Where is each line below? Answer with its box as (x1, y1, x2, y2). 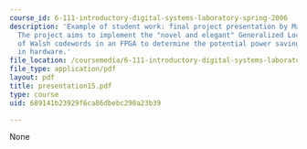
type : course (9, 90, 59, 99)
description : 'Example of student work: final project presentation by (9, 22, 288, 31)
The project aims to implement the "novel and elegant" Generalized (17, 30, 284, 39)
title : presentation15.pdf (9, 81, 112, 90)
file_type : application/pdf (9, 65, 117, 74)
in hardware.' (17, 48, 71, 57)
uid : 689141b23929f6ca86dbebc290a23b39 (9, 98, 162, 108)
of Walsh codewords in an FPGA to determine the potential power (17, 38, 272, 48)
